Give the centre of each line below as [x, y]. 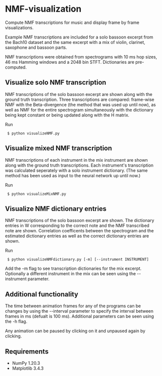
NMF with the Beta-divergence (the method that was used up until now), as [81, 104]
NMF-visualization [43, 9]
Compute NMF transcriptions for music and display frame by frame [72, 22]
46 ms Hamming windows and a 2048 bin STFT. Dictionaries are [70, 62]
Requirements [27, 351]
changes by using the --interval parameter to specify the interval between [79, 311]
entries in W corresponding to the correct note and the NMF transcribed [77, 226]
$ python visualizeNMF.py [33, 133]
